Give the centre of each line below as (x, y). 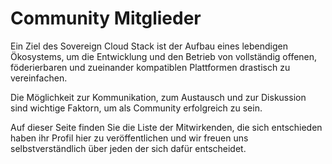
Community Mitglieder (106, 18)
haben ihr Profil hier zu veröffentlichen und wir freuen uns (129, 138)
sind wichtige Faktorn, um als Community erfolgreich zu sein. (136, 108)
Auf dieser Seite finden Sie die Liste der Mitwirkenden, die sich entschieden (166, 127)
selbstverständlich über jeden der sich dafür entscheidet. (128, 148)
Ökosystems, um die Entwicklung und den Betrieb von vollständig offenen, (164, 56)
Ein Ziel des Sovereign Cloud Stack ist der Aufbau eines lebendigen (149, 46)
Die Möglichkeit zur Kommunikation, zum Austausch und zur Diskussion (158, 97)
